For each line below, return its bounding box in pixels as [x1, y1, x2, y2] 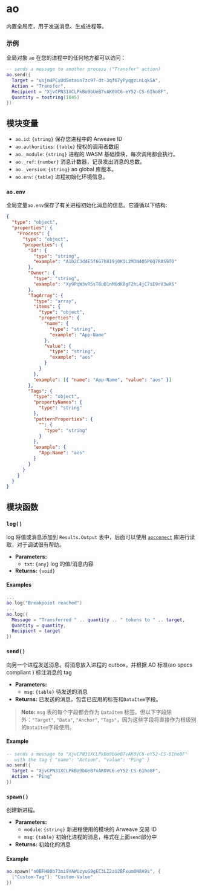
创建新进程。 [6, 806, 38, 814]
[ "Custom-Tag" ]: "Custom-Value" [11, 874, 94, 880]
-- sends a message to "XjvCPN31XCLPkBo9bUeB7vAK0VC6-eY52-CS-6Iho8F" [6, 751, 188, 757]
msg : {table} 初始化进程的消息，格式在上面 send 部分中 [24, 834, 157, 841]
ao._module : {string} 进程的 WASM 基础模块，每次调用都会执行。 [15, 151, 178, 158]
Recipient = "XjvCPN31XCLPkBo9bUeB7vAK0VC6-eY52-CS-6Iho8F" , [11, 88, 169, 95]
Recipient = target [11, 628, 61, 634]
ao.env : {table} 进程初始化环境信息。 [15, 173, 108, 180]
